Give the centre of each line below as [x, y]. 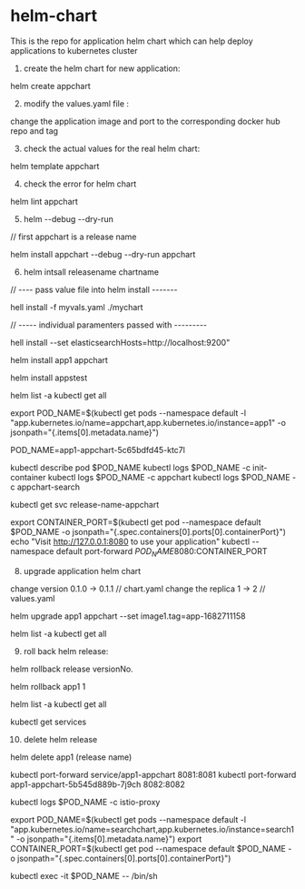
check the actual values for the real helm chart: [112, 148]
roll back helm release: [66, 651]
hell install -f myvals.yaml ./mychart [77, 307]
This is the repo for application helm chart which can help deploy [132, 41]
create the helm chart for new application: [102, 68]
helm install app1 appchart [59, 359]
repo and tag [34, 131]
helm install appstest [49, 378]
